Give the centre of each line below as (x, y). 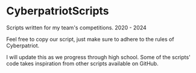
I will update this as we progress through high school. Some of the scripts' (99, 57)
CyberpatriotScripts (58, 11)
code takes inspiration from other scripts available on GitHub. (82, 63)
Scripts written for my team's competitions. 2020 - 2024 (76, 28)
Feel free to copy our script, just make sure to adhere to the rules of (90, 39)
